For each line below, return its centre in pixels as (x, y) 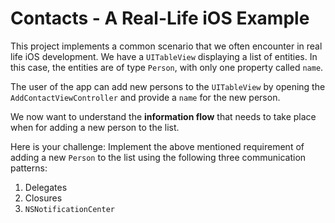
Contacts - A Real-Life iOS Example (160, 18)
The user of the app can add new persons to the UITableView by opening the (168, 86)
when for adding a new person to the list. (95, 127)
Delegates (46, 187)
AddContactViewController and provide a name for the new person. (145, 97)
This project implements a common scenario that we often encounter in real (166, 46)
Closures (43, 198)
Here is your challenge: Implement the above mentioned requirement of (157, 146)
